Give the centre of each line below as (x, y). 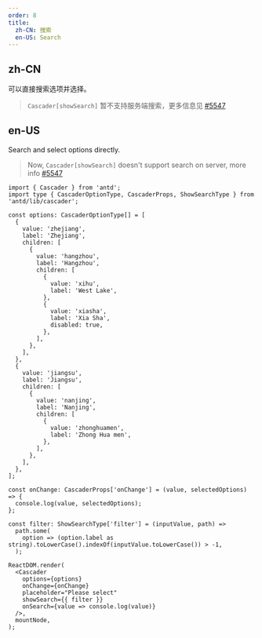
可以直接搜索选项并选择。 (49, 89)
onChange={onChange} (56, 585)
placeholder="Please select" (70, 592)
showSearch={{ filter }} (63, 600)
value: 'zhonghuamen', (87, 428)
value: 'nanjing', (66, 400)
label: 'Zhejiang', (54, 235)
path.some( (33, 530)
